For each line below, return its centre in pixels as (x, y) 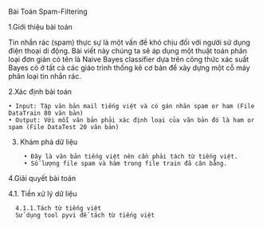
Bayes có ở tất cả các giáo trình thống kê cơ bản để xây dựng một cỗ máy (130, 68)
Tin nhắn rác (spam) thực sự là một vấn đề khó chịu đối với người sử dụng (130, 42)
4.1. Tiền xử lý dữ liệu (43, 194)
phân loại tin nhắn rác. (45, 76)
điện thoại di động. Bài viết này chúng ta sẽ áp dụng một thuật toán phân (128, 51)
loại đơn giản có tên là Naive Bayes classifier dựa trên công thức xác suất (129, 59)
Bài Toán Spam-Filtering (48, 12)
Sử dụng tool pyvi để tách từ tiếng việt (85, 215)
